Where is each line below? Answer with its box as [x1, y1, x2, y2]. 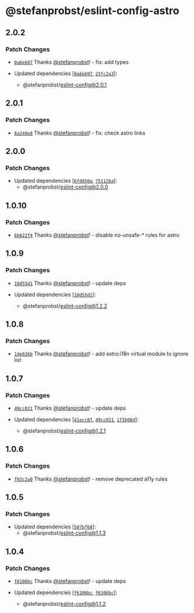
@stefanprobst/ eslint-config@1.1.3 [22, 530, 106, 537]
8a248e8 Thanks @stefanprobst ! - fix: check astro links [13, 129, 146, 136]
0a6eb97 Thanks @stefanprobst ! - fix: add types [13, 58, 129, 65]
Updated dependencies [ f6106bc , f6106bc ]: [13, 589, 118, 596]
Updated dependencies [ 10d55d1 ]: [13, 291, 96, 298]
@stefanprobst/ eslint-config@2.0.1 [22, 81, 107, 88]
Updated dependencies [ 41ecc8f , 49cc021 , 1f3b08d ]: [13, 416, 139, 423]
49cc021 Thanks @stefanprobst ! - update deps [13, 404, 127, 411]
